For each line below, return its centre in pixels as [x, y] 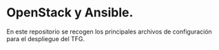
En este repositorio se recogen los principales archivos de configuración [109, 32]
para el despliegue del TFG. [46, 38]
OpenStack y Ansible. [70, 13]
